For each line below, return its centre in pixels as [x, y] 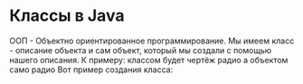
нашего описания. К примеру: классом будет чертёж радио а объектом [149, 60]
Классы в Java [67, 16]
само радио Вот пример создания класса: [91, 70]
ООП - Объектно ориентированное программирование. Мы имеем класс [152, 41]
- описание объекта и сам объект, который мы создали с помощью [141, 50]
